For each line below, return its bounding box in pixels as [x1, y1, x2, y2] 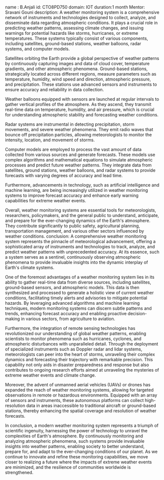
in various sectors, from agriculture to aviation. [21, 316, 116, 321]
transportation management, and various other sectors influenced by [5, 228, 144, 234]
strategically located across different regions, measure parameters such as [5, 71, 157, 77]
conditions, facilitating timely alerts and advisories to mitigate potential [5, 295, 148, 301]
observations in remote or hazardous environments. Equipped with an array [5, 392, 158, 398]
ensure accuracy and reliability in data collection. [5, 87, 104, 92]
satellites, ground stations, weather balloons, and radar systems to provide [5, 167, 156, 173]
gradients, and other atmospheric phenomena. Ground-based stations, [5, 66, 148, 72]
